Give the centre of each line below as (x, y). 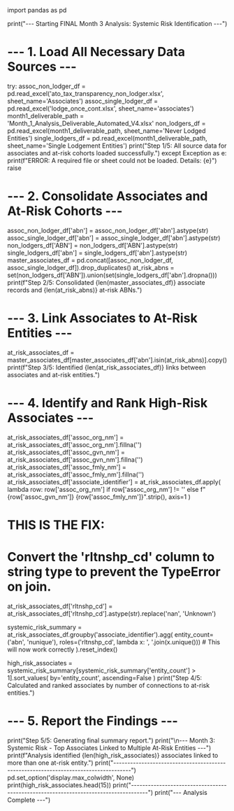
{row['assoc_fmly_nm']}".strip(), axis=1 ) (133, 497)
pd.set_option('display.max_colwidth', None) (71, 777)
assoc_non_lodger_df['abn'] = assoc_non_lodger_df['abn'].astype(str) (108, 230)
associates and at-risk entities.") (53, 374)
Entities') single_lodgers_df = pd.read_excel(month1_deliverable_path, (107, 138)
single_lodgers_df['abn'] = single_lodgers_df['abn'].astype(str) (97, 253)
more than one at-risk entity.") (50, 763)
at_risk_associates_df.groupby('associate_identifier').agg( (90, 634)
